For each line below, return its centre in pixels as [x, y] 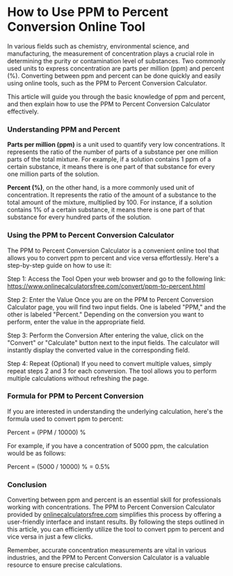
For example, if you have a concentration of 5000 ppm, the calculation [108, 445]
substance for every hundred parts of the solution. [79, 217]
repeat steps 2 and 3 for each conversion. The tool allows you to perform [112, 371]
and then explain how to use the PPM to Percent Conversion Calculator [109, 104]
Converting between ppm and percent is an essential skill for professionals [114, 500]
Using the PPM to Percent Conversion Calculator [91, 235]
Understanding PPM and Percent [64, 129]
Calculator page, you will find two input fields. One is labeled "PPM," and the [116, 307]
